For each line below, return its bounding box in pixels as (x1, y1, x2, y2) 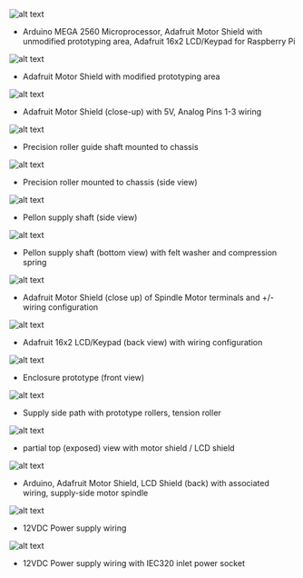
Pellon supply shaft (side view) (22, 212, 138, 223)
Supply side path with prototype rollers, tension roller (22, 407, 222, 418)
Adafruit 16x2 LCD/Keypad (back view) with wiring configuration (22, 337, 263, 347)
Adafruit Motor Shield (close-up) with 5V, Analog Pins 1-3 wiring (22, 106, 262, 117)
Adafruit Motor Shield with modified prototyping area (22, 71, 220, 82)
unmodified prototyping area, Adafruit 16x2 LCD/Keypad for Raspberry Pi (22, 36, 296, 46)
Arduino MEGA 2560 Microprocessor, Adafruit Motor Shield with (22, 26, 263, 36)
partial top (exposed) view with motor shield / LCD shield (22, 443, 235, 453)
